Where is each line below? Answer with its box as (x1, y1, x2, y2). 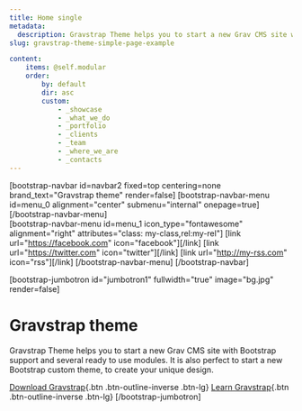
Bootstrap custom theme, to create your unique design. (9, 364, 214, 375)
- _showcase (57, 105, 102, 114)
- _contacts (57, 155, 102, 164)
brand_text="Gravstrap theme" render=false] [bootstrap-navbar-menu (9, 189, 271, 200)
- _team (57, 139, 87, 148)
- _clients (57, 130, 99, 140)
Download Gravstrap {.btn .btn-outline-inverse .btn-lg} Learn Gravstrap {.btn (9, 381, 289, 392)
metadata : (9, 22, 47, 31)
